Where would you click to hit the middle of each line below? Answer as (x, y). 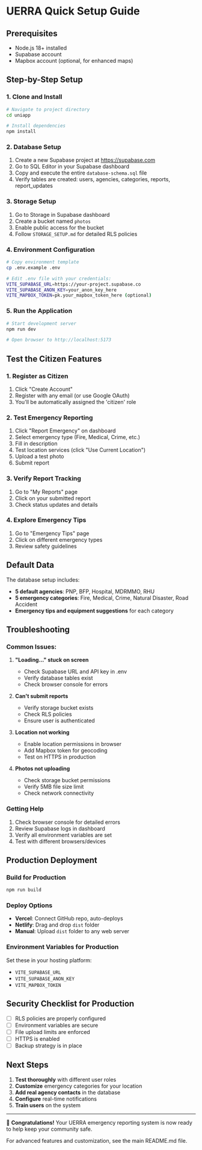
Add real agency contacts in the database (68, 1092)
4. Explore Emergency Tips (46, 520)
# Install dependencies (36, 126)
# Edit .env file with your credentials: (59, 278)
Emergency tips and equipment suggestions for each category (94, 611)
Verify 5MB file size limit (54, 787)
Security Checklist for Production (70, 1004)
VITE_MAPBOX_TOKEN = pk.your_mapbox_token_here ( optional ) (79, 295)
